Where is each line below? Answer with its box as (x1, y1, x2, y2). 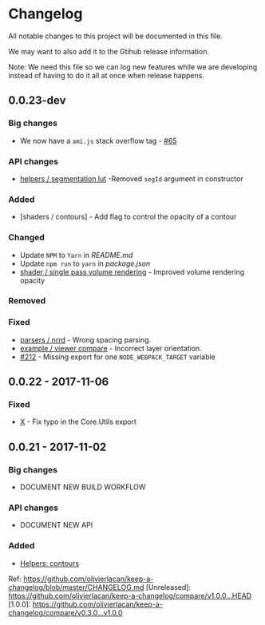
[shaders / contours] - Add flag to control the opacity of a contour (19, 212, 237, 222)
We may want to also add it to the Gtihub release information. (8, 46, 210, 56)
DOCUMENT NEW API (19, 520, 93, 530)
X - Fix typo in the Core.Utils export (19, 417, 137, 427)
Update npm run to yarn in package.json (19, 259, 151, 268)
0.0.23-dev (8, 93, 66, 108)
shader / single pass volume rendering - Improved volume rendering (19, 267, 245, 276)
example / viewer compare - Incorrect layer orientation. (19, 343, 202, 353)
